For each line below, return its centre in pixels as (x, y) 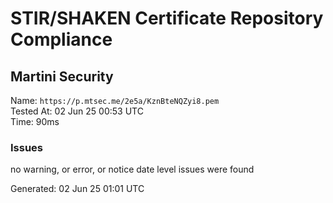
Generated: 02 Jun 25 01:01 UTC (77, 189)
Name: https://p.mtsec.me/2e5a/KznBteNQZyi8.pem (115, 100)
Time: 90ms (35, 121)
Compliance (61, 39)
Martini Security (62, 76)
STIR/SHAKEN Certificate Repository (167, 18)
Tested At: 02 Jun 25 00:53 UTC (77, 111)
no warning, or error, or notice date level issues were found (132, 169)
